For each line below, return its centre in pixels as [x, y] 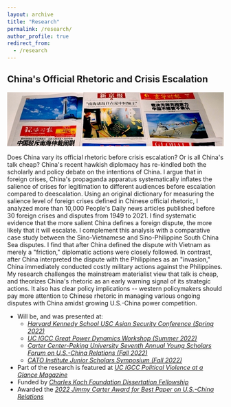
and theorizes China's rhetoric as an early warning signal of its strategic [109, 281]
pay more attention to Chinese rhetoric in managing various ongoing [104, 296]
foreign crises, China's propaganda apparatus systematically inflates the [110, 179]
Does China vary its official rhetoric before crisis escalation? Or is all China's [115, 157]
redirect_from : [29, 44]
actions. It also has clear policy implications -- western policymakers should [114, 289]
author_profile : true [38, 36]
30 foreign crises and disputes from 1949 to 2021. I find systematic [102, 216]
